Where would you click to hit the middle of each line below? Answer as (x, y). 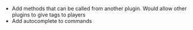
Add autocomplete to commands (52, 21)
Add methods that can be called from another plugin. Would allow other (99, 9)
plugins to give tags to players (49, 15)
